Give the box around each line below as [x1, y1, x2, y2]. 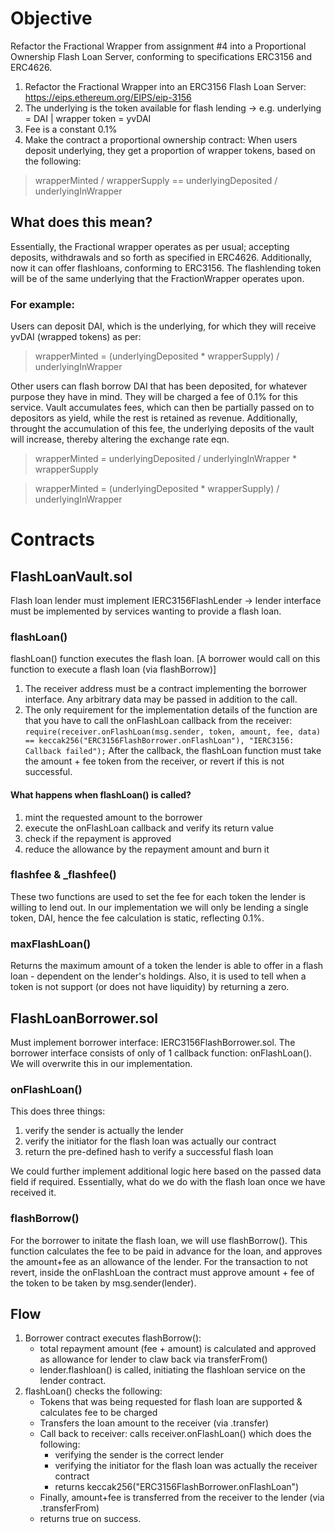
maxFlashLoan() [10, 937, 92, 951]
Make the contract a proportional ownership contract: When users [24, 133, 298, 146]
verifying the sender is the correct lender [54, 1449, 225, 1461]
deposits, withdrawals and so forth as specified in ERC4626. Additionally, [10, 251, 313, 263]
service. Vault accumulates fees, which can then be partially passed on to [10, 402, 315, 414]
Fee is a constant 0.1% [24, 123, 118, 135]
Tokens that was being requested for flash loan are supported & [39, 1396, 303, 1408]
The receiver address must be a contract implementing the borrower [24, 683, 308, 695]
